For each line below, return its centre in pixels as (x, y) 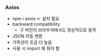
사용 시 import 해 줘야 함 (36, 49)
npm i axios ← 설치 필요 (36, 19)
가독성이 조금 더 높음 (32, 42)
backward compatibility (36, 24)
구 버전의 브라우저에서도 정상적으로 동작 (58, 30)
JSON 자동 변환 (27, 36)
